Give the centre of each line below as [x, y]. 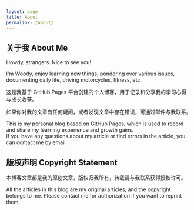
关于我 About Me [37, 48]
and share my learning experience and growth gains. [70, 130]
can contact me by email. [37, 142]
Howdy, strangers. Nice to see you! [49, 62]
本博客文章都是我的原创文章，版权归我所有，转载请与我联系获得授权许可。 [96, 178]
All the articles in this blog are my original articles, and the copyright [88, 189]
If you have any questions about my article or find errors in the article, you [96, 136]
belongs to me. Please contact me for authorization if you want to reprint [94, 196]
